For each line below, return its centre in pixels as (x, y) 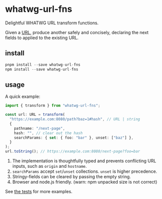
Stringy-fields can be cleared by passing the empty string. (71, 177)
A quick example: (23, 97)
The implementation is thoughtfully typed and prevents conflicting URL (84, 161)
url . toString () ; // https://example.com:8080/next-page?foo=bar (73, 151)
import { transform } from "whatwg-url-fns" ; (53, 106)
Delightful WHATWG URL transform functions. (52, 23)
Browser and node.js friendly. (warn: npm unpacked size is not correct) (85, 182)
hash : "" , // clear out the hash (48, 133)
